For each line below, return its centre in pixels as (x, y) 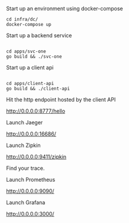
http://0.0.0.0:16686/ (31, 134)
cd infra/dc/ (22, 19)
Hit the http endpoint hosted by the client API (61, 99)
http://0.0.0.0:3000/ (30, 214)
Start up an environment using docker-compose (64, 9)
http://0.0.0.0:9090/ (30, 191)
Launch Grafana (26, 202)
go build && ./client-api (38, 88)
